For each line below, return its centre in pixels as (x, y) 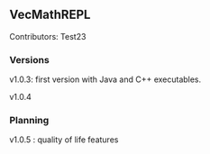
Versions (29, 59)
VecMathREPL (50, 15)
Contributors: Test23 (48, 36)
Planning (29, 121)
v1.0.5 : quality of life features (64, 140)
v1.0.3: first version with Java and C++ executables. (105, 79)
